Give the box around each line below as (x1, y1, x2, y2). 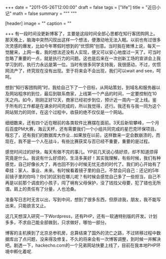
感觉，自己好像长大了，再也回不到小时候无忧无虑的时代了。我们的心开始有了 (5, 161, 161, 167)
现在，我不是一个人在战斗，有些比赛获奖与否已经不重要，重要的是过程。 (5, 138, 152, 144)
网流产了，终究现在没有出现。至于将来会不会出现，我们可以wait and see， (5, 68, 157, 73)
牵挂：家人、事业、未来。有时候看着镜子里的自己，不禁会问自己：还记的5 (5, 167, 155, 173)
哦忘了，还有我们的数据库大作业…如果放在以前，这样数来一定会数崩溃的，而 (5, 132, 161, 138)
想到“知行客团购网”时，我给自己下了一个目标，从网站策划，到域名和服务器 (5, 85, 157, 90)
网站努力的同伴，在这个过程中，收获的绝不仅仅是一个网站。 (5, 109, 126, 115)
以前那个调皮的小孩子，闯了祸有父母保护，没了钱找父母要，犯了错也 (13, 180, 152, 186)
